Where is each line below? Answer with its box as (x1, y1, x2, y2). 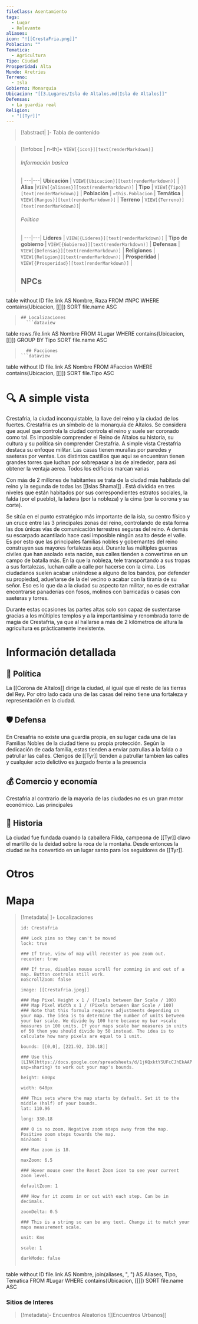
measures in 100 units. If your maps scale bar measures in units (20, 1023, 187, 1029)
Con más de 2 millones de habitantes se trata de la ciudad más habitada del (6, 477, 190, 484)
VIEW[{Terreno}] (144, 197, 184, 203)
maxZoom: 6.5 (20, 1157, 53, 1163)
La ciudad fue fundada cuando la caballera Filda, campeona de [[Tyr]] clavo (6, 834, 190, 841)
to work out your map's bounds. (55, 1064, 134, 1070)
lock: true (20, 940, 48, 947)
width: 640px (20, 1085, 53, 1091)
